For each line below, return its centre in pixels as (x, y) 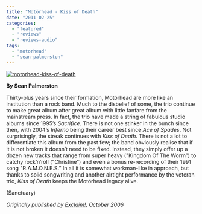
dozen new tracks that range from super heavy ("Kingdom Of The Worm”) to (101, 155)
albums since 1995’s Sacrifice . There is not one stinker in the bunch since (97, 123)
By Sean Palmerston (32, 86)
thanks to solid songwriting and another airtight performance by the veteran (100, 174)
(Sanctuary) (21, 193)
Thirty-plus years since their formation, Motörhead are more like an (90, 97)
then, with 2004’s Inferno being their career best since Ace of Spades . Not (99, 129)
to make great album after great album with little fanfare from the (87, 110)
